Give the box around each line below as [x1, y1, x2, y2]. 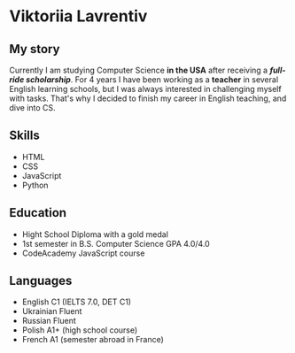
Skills [9, 128, 40, 143]
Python [21, 180, 49, 190]
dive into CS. [9, 103, 56, 112]
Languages [9, 273, 73, 288]
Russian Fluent [21, 316, 77, 326]
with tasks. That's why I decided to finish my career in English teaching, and [9, 93, 287, 104]
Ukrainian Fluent [21, 306, 82, 317]
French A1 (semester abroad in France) [21, 334, 164, 345]
